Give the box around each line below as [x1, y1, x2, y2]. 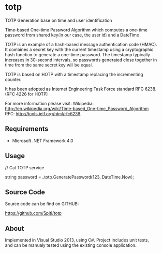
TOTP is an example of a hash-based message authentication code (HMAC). [5, 41, 157, 47]
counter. [5, 77, 22, 82]
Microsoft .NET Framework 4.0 [12, 138, 74, 143]
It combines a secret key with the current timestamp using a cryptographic [5, 47, 154, 52]
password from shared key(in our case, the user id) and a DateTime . [5, 32, 142, 38]
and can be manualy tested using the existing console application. [5, 242, 137, 248]
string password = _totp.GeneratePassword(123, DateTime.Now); [5, 174, 134, 180]
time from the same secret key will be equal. [5, 62, 93, 68]
